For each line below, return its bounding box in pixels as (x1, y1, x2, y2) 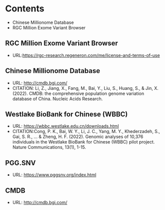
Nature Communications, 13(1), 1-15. (12, 144, 86, 150)
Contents (5, 3, 45, 14)
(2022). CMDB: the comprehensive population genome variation (12, 90, 145, 96)
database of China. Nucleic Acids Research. (12, 95, 103, 102)
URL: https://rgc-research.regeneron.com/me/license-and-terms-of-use (12, 52, 161, 58)
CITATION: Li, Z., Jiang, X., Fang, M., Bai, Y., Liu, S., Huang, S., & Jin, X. (12, 85, 159, 91)
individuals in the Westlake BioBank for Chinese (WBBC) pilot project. (12, 139, 155, 145)
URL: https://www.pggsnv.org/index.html (12, 172, 96, 178)
